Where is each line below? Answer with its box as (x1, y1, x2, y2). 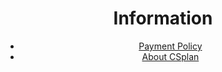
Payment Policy (138, 40, 203, 52)
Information (113, 7, 213, 30)
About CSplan (141, 50, 200, 62)
